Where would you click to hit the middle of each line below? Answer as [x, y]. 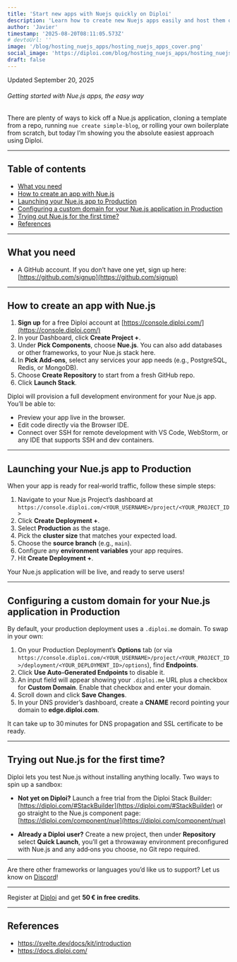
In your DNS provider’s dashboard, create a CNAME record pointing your [123, 702]
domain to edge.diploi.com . [59, 710]
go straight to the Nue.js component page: [79, 813]
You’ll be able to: [32, 404]
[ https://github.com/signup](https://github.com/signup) [98, 277]
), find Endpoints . [173, 665]
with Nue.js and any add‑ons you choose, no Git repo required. [109, 849]
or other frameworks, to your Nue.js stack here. [86, 353]
